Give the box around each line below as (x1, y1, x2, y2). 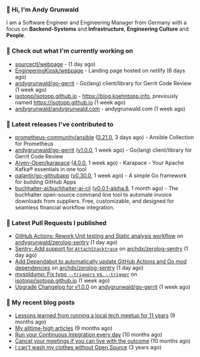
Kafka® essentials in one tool (14, 165, 87, 173)
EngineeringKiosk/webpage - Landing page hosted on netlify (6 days (14, 67, 186, 74)
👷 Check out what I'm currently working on (6, 47, 134, 55)
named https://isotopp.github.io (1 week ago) (14, 98, 126, 106)
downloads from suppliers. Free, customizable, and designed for (14, 197, 175, 205)
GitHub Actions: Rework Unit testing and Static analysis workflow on (14, 232, 184, 239)
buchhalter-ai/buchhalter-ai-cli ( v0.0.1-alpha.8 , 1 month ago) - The (14, 184, 178, 191)
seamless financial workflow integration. (14, 203, 115, 211)
